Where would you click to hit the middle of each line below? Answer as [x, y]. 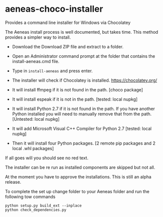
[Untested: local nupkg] [36, 119]
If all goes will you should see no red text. [47, 158]
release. [13, 182]
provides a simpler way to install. [38, 37]
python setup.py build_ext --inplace [43, 206]
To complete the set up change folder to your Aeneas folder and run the [77, 191]
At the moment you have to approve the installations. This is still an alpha [78, 176]
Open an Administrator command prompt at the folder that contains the [83, 56]
